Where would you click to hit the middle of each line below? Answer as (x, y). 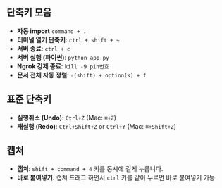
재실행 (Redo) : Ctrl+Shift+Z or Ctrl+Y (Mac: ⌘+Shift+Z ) (97, 126)
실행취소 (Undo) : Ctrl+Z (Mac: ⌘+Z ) (67, 118)
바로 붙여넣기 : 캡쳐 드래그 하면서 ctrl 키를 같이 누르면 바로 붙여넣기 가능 (116, 177)
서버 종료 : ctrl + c (43, 49)
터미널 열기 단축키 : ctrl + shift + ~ (68, 39)
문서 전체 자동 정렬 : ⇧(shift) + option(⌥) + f (81, 75)
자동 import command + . (51, 31)
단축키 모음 (29, 13)
